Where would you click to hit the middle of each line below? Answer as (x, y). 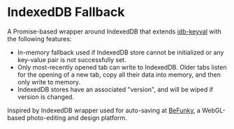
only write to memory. (49, 82)
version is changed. (46, 97)
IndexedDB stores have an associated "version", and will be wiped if (115, 89)
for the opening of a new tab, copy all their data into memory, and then (119, 75)
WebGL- (214, 110)
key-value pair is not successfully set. (72, 59)
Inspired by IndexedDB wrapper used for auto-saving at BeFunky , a (104, 110)
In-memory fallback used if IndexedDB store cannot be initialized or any (120, 52)
